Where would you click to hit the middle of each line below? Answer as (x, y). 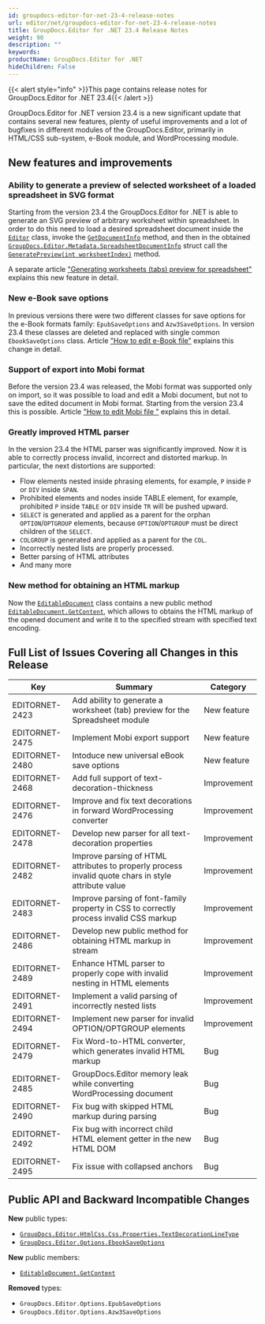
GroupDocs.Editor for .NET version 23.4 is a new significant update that (125, 113)
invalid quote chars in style (122, 876)
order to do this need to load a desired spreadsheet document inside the (126, 229)
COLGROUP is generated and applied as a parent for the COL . (113, 540)
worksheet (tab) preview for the (131, 710)
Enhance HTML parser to (119, 964)
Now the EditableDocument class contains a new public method (110, 602)
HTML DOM (94, 1149)
